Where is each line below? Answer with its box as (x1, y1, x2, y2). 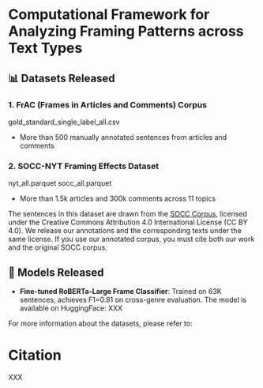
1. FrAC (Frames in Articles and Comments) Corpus (8, 99, 208, 110)
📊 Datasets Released (8, 71, 116, 85)
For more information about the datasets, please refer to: (8, 318, 193, 328)
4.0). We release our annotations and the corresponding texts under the (8, 226, 242, 235)
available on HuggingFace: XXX (19, 303, 123, 313)
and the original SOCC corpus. (8, 243, 108, 252)
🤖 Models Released (8, 266, 104, 279)
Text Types (8, 40, 83, 57)
